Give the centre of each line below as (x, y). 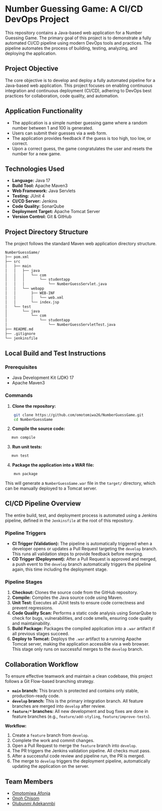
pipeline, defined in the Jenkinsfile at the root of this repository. (69, 520)
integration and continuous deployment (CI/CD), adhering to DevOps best (78, 90)
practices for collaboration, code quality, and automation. (62, 96)
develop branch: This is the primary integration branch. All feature (78, 701)
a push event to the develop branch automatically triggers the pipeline (81, 564)
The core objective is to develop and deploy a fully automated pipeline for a (80, 80)
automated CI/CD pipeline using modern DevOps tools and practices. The (78, 43)
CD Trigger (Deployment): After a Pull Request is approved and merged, (84, 559)
